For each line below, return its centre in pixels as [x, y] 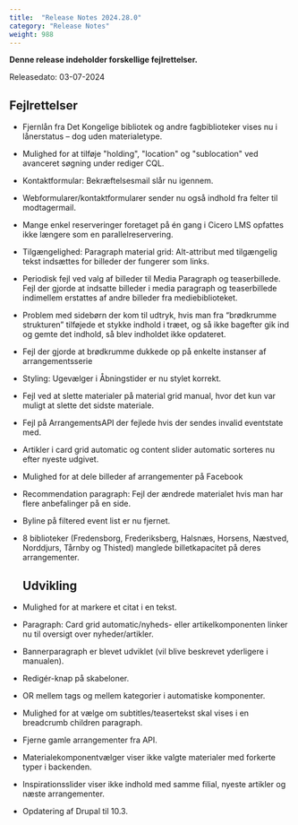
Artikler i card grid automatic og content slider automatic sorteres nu [149, 450]
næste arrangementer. [64, 794]
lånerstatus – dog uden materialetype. [92, 136]
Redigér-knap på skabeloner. [76, 678]
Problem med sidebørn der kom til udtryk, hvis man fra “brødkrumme [149, 316]
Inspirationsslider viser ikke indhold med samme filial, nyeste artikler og [154, 784]
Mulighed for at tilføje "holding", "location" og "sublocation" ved [140, 154]
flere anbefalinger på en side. [77, 504]
